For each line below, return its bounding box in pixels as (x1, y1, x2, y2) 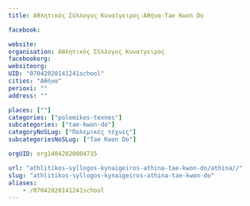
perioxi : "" (8, 84, 48, 92)
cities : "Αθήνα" (8, 77, 62, 85)
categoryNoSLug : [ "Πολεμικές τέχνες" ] (8, 128, 137, 136)
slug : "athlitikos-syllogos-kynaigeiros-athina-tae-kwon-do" (8, 171, 215, 179)
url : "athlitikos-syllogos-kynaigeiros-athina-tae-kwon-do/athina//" (8, 164, 244, 172)
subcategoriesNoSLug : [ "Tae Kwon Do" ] (8, 135, 137, 143)
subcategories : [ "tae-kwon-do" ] (8, 120, 115, 129)
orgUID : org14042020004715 (8, 150, 98, 158)
